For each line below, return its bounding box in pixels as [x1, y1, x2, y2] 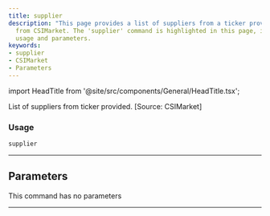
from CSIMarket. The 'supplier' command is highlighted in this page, [15, 26, 257, 35]
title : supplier [8, 11, 63, 20]
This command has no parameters [8, 190, 122, 201]
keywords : [8, 42, 42, 50]
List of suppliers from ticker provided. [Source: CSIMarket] [8, 101, 202, 111]
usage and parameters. [15, 34, 92, 43]
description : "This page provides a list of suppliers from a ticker [8, 19, 247, 27]
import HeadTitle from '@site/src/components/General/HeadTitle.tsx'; [8, 86, 240, 96]
